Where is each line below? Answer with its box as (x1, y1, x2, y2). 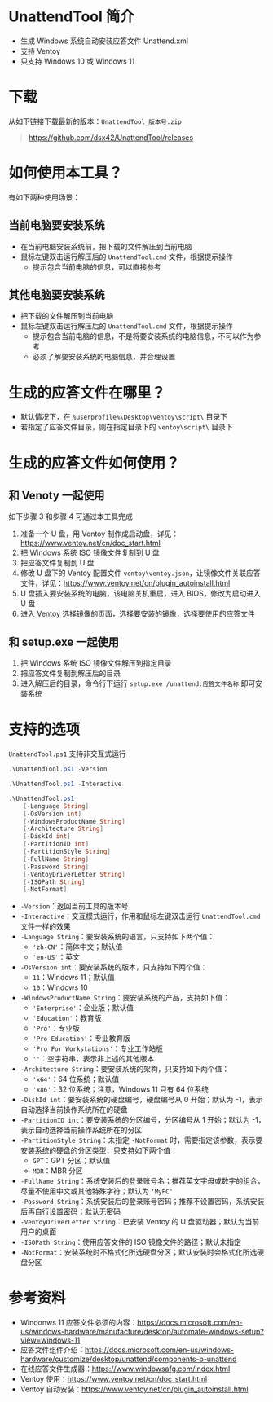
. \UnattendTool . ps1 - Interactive (8, 780, 122, 788)
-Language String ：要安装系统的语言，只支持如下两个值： (20, 932, 215, 942)
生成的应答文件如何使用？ (8, 454, 181, 472)
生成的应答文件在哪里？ (8, 384, 166, 402)
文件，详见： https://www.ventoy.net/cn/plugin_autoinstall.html (20, 578, 231, 588)
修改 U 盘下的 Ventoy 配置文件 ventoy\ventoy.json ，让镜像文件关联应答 (20, 568, 261, 578)
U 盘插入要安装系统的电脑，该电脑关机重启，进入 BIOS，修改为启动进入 (20, 588, 261, 599)
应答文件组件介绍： (20, 1345, 86, 1355)
